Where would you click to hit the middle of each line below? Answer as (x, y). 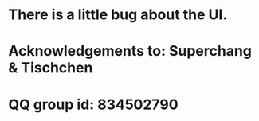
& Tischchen (51, 68)
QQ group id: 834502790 (93, 104)
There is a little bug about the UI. (118, 15)
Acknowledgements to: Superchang (130, 51)
